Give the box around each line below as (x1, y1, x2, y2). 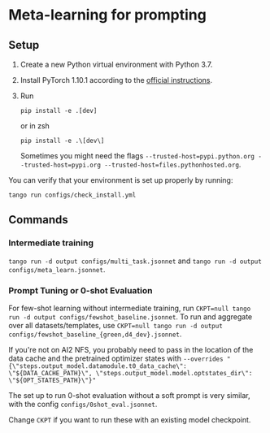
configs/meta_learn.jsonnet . (8, 264, 106, 274)
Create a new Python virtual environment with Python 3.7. (20, 59, 213, 69)
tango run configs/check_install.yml (8, 191, 137, 199)
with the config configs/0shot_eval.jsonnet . (8, 399, 158, 409)
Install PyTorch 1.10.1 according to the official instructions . (20, 76, 213, 84)
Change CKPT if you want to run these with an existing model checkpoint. (8, 414, 251, 424)
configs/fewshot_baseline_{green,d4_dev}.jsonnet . (8, 329, 182, 339)
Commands (8, 213, 69, 227)
